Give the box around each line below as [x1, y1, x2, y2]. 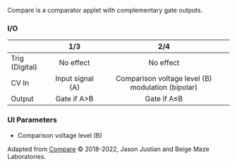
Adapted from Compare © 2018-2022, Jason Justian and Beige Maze [7, 144, 209, 153]
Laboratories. [7, 152, 47, 160]
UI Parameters [7, 115, 58, 125]
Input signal [55, 74, 94, 84]
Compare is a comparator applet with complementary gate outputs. [7, 6, 203, 14]
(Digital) [11, 63, 37, 72]
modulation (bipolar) [130, 82, 198, 92]
